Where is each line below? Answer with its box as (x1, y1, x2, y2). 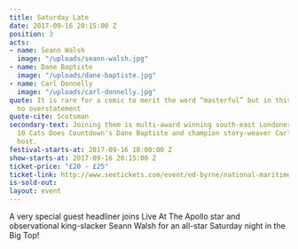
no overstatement (17, 104, 82, 113)
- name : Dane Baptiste (9, 63, 93, 72)
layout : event (9, 187, 62, 196)
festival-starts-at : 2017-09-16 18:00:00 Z (9, 145, 173, 154)
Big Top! (9, 230, 40, 240)
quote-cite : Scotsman (9, 112, 90, 121)
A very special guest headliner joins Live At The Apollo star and (9, 211, 241, 221)
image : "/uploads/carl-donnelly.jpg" (17, 87, 157, 96)
